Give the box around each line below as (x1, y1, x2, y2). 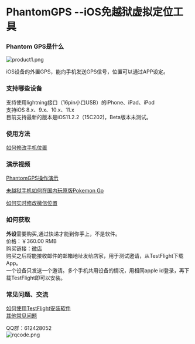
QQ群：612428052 (6, 324, 52, 332)
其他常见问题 (6, 312, 37, 319)
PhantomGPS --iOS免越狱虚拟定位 (6, 5, 173, 19)
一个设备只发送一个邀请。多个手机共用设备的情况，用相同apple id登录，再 (6, 267, 184, 274)
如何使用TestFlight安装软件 (6, 305, 71, 312)
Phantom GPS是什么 (6, 42, 64, 50)
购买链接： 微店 (6, 245, 42, 252)
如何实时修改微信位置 (6, 200, 57, 207)
